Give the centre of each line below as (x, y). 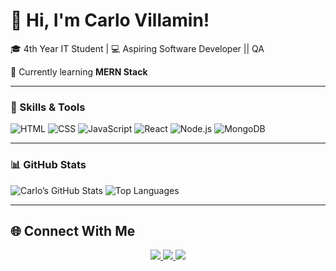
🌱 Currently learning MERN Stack (79, 71)
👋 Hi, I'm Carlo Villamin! (110, 20)
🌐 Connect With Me (73, 230)
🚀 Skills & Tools (48, 107)
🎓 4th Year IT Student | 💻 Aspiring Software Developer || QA (137, 48)
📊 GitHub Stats (48, 165)
